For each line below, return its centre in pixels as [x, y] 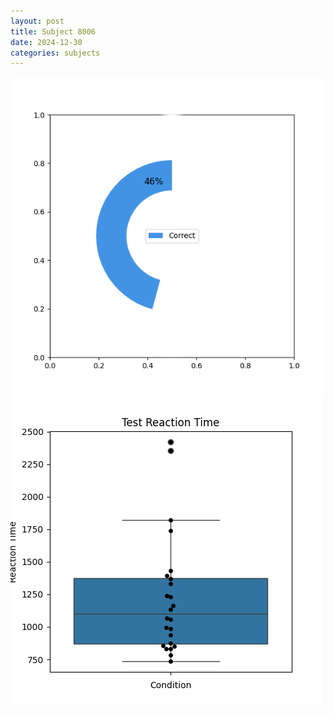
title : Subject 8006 [53, 31]
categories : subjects [55, 53]
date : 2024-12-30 [46, 42]
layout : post [37, 21]
